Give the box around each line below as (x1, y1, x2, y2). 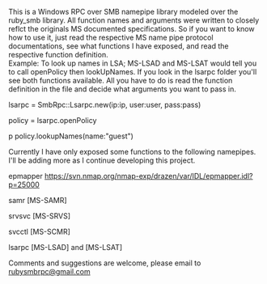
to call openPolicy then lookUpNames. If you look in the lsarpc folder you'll (8, 67, 257, 76)
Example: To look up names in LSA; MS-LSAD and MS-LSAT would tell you (8, 58, 257, 68)
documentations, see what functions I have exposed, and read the (8, 41, 229, 51)
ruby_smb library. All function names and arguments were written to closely (8, 15, 260, 25)
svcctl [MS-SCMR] (8, 227, 71, 236)
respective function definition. (8, 50, 108, 59)
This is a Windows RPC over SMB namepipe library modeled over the (8, 7, 239, 16)
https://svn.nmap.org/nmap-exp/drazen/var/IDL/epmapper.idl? (44, 172, 253, 180)
